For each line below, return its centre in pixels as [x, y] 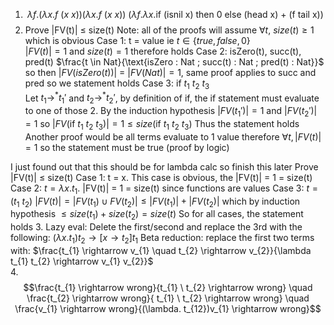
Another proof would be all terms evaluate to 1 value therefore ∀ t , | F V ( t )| [173, 136]
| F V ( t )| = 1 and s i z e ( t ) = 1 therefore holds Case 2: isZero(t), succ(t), [163, 51]
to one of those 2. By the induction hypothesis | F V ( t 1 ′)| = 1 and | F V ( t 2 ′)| [171, 112]
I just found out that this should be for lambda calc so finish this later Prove [164, 166]
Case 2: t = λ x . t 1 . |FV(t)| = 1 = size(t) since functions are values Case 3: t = [164, 189]
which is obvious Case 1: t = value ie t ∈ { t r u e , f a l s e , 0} [137, 40]
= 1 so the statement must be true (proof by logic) [127, 147]
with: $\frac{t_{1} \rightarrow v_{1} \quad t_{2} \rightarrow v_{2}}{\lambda [161, 251]
